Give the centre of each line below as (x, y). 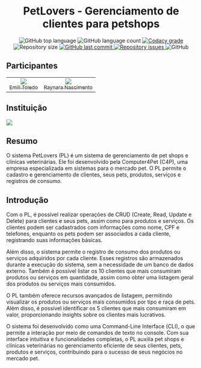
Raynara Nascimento (68, 87)
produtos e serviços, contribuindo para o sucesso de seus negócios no (94, 352)
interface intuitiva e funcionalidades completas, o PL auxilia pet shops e (95, 339)
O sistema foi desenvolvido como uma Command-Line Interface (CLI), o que (101, 326)
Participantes (32, 66)
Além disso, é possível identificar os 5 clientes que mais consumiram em (96, 308)
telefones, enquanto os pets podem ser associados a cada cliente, (88, 234)
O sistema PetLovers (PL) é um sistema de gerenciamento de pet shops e (97, 155)
